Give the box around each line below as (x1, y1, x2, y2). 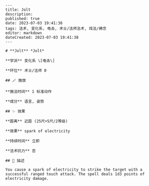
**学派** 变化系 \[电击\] (5, 58, 55, 63)
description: (5, 12, 33, 17)
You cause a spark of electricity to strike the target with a (5, 167, 143, 172)
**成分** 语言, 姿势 (5, 99, 44, 104)
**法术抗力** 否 (5, 148, 36, 153)
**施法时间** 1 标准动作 (5, 89, 52, 94)
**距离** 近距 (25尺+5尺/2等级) (5, 119, 68, 124)
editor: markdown (5, 31, 42, 36)
